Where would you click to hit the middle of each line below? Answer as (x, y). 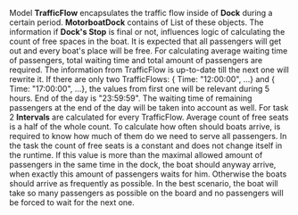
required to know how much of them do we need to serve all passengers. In (148, 136)
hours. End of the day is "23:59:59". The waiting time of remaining (131, 98)
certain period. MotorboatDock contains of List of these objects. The (137, 22)
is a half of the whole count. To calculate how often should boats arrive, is (145, 127)
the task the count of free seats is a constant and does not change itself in (146, 145)
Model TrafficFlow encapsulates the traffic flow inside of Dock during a (141, 13)
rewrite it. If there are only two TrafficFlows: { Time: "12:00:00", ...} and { (142, 79)
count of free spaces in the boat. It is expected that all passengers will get (145, 41)
